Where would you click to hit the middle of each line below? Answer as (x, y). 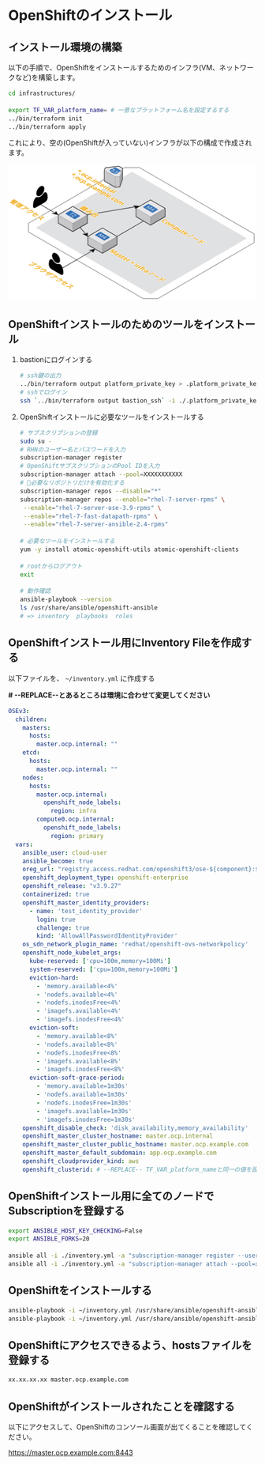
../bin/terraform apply (47, 126)
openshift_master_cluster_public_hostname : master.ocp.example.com (135, 1145)
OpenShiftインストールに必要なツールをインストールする (112, 417)
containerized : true (56, 894)
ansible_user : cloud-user (65, 853)
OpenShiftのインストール (90, 15)
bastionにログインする (56, 360)
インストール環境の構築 (65, 47)
